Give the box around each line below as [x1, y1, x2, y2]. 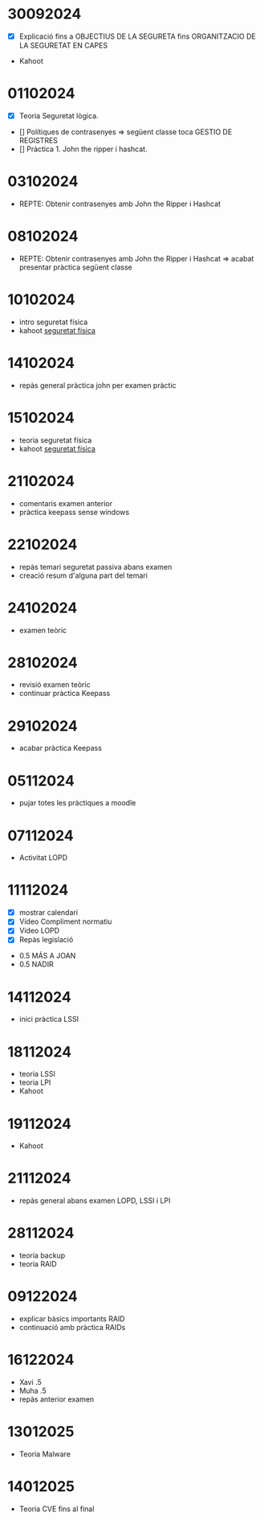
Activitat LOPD [18, 853, 67, 863]
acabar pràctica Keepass [18, 744, 102, 753]
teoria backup [18, 1250, 66, 1260]
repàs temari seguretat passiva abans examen [18, 562, 173, 571]
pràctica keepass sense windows [18, 507, 130, 517]
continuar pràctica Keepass [18, 689, 111, 698]
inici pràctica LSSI [18, 1015, 79, 1024]
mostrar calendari [18, 908, 78, 917]
